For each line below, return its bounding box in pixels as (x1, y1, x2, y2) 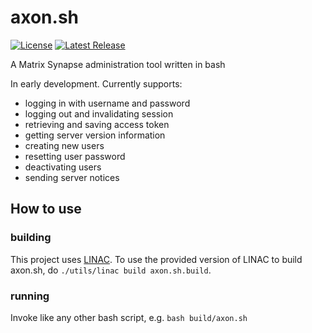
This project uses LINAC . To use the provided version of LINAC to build (10, 253, 303, 265)
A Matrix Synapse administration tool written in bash (10, 58, 226, 70)
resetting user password (24, 150, 126, 162)
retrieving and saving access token (24, 118, 170, 130)
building (10, 231, 52, 245)
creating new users (24, 139, 105, 151)
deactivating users (24, 161, 102, 173)
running (10, 289, 50, 303)
